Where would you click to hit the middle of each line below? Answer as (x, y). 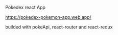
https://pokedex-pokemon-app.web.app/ (49, 17)
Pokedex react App (26, 7)
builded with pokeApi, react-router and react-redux (59, 27)
